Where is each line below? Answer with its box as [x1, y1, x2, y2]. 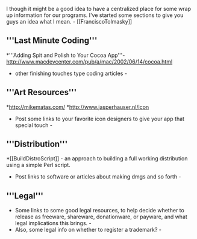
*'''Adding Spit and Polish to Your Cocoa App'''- [6, 51, 125, 59]
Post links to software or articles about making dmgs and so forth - [14, 173, 181, 180]
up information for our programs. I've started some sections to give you [6, 11, 184, 19]
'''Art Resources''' [6, 87, 77, 97]
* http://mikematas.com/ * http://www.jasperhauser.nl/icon [6, 103, 149, 111]
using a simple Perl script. [6, 162, 70, 169]
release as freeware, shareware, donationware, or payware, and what [14, 213, 188, 220]
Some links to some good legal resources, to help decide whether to [14, 207, 185, 214]
